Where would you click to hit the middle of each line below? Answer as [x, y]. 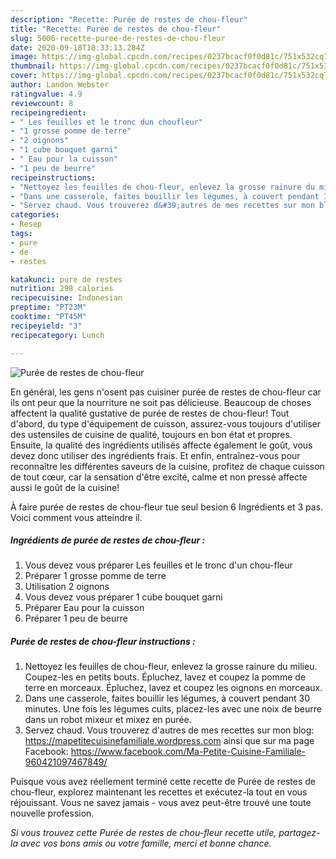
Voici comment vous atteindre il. [76, 517]
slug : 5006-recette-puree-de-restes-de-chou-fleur [118, 38]
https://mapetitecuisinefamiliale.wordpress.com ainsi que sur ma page [169, 741]
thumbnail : [33, 66]
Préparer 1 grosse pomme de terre [95, 576]
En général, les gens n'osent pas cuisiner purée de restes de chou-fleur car [166, 392]
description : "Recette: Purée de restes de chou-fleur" [129, 19]
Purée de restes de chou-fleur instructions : [103, 642]
